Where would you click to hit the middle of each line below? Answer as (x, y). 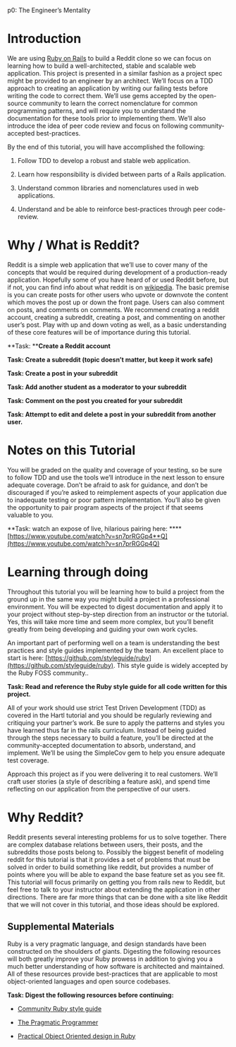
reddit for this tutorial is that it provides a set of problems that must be (109, 859)
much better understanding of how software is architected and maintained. (116, 966)
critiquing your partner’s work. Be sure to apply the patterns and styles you (116, 722)
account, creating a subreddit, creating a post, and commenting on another (116, 317)
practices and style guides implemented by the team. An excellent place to (116, 650)
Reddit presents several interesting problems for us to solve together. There (117, 837)
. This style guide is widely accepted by (170, 665)
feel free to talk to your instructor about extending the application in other (114, 890)
